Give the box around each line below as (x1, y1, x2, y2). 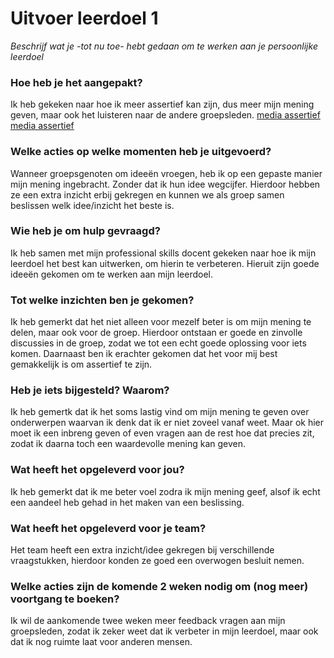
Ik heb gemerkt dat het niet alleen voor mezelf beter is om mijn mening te (10, 316, 312, 328)
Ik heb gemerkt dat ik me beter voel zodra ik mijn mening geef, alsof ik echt (10, 485, 321, 497)
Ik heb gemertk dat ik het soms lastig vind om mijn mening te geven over (10, 406, 310, 418)
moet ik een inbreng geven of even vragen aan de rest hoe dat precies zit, (10, 427, 315, 439)
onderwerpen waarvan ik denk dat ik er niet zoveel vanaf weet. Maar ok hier (10, 417, 325, 429)
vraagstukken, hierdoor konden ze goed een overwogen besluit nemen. (10, 555, 305, 567)
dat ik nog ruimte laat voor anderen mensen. (10, 636, 193, 648)
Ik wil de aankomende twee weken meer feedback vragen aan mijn (10, 615, 286, 627)
